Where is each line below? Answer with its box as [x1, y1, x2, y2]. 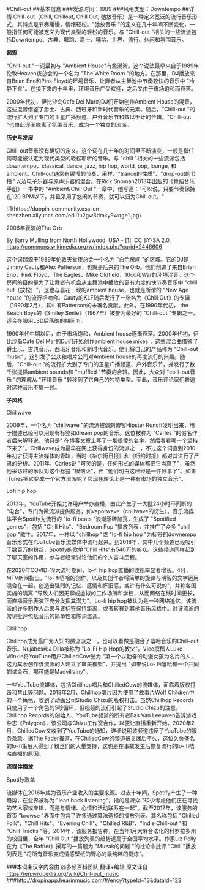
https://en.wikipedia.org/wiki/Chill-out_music [6, 870, 120, 877]
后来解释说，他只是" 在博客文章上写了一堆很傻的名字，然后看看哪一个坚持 [11, 437, 198, 444]
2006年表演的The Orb [6, 224, 62, 232]
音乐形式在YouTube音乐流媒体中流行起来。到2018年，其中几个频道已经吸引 [6, 538, 196, 545]
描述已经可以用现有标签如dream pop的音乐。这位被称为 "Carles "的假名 [11, 429, 192, 436]
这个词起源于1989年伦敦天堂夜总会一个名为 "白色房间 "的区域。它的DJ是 [6, 256, 189, 263]
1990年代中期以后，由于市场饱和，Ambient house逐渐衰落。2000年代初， [6, 330, 194, 337]
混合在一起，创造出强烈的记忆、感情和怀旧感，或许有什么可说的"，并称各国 [6, 582, 197, 589]
